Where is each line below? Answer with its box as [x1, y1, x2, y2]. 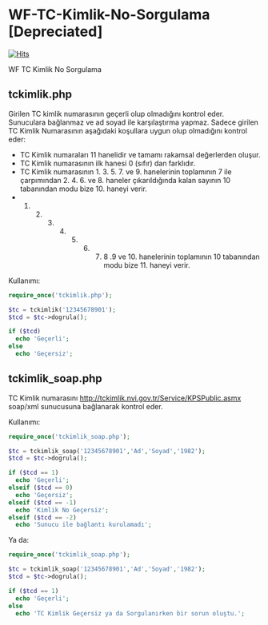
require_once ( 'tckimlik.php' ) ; [8, 291, 113, 299]
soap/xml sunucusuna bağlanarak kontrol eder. [8, 401, 163, 411]
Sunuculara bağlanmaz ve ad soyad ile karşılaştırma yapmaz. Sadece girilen [8, 117, 258, 127]
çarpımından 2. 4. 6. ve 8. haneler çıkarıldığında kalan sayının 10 [19, 175, 230, 185]
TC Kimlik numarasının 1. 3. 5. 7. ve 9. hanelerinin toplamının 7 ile [19, 166, 232, 177]
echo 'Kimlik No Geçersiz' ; [15, 506, 110, 514]
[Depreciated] [8, 22, 103, 41]
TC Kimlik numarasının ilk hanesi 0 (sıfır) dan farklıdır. [19, 158, 196, 168]
